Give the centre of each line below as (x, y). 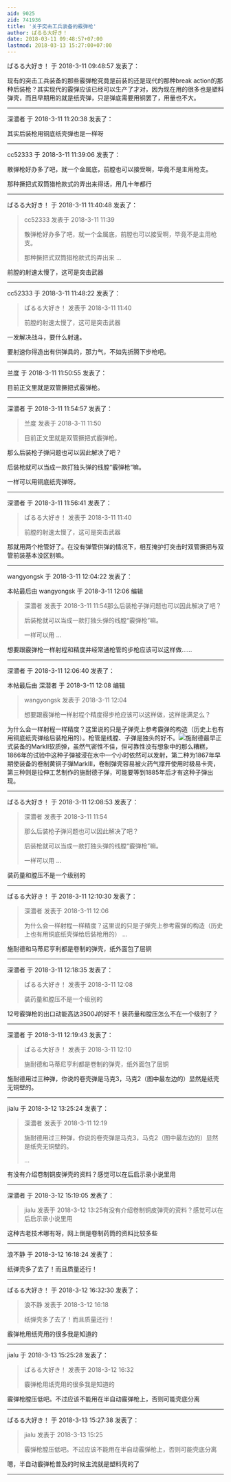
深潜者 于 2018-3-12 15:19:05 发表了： (61, 1195)
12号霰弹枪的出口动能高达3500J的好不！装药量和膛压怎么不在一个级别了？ (113, 1014)
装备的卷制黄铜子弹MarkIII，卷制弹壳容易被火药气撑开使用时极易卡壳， (119, 764)
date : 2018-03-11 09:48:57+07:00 (55, 39)
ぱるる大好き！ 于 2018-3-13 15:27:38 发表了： (73, 1420)
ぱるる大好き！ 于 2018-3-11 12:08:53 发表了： (73, 802)
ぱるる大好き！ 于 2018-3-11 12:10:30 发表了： (72, 896)
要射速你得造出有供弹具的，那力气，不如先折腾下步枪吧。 (88, 352)
